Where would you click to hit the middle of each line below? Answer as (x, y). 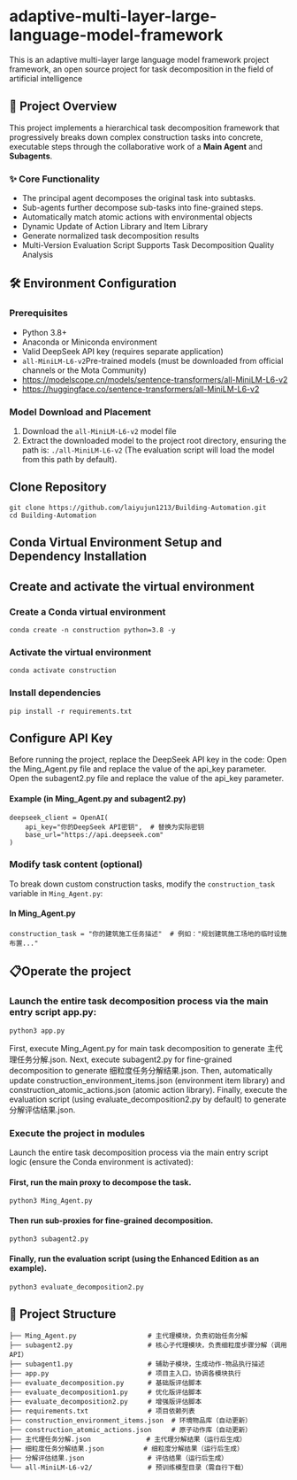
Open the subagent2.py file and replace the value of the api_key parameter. (147, 779)
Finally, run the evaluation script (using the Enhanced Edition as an (134, 1259)
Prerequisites (38, 314)
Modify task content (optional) (76, 864)
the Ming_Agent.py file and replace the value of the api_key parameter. (138, 769)
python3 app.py (37, 1031)
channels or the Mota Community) (84, 370)
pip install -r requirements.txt (71, 711)
